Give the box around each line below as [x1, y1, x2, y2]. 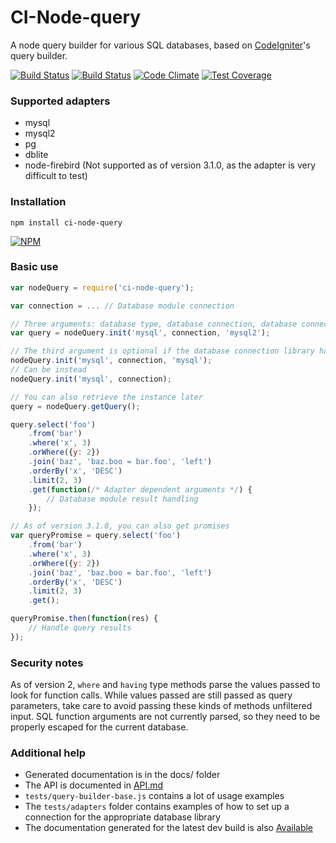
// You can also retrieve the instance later [10, 392, 203, 402]
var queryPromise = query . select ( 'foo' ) [10, 531, 182, 541]
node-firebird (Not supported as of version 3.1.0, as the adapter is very [24, 159, 317, 171]
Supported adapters [10, 94, 111, 108]
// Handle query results [28, 623, 132, 633]
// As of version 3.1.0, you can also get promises [10, 521, 230, 531]
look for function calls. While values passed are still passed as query [10, 689, 293, 701]
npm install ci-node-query [10, 217, 123, 228]
